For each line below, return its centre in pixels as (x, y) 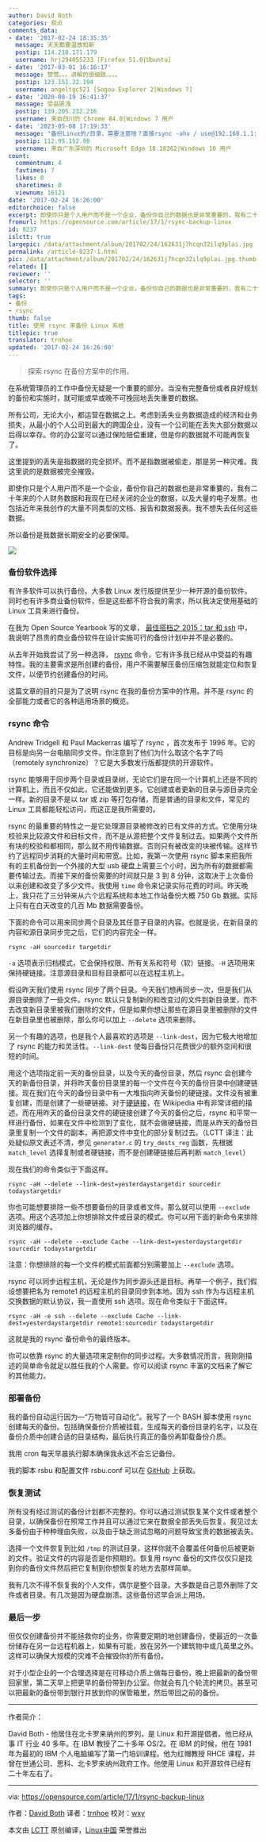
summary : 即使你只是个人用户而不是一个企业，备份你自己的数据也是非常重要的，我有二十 (133, 289)
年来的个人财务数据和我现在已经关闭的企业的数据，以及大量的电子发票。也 (136, 498)
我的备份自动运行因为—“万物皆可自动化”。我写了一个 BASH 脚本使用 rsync (130, 1417)
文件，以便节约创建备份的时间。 (60, 675)
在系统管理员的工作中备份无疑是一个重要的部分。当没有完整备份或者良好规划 (133, 388)
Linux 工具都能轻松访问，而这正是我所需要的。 (84, 809)
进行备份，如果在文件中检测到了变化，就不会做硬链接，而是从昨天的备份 (133, 1122)
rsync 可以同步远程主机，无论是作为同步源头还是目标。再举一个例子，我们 (129, 1281)
